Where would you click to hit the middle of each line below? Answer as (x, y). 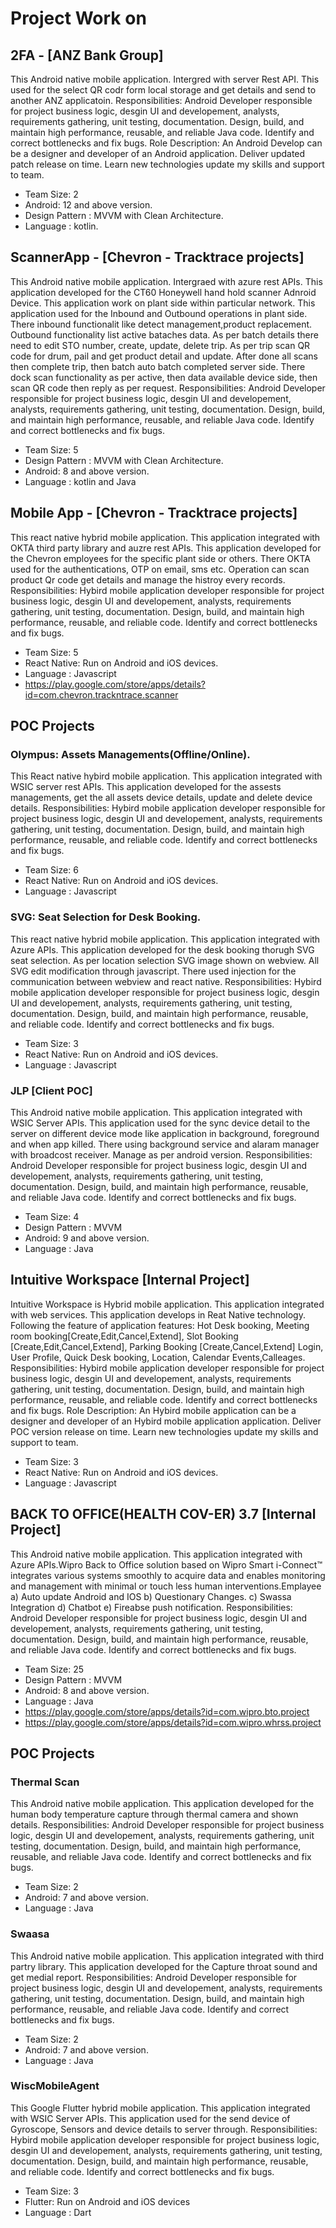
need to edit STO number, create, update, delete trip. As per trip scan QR (160, 345)
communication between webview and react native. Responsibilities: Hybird (166, 981)
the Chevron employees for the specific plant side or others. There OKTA (160, 558)
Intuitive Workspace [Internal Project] (130, 1280)
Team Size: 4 (52, 1216)
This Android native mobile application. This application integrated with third (167, 1956)
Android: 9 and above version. (87, 1238)
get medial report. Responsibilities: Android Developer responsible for (154, 1977)
